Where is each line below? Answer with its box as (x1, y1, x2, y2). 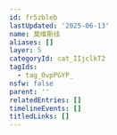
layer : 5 (9, 46, 42, 55)
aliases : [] (9, 37, 54, 47)
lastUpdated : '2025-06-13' (9, 21, 110, 30)
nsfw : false (9, 79, 54, 88)
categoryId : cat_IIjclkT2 (9, 54, 105, 63)
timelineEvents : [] (9, 104, 82, 113)
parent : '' (9, 87, 50, 96)
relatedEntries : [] (9, 95, 82, 105)
